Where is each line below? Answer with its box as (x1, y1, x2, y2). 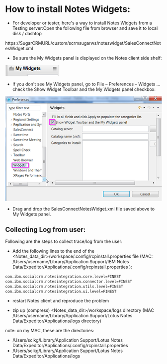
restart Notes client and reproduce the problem (12, 298, 109, 304)
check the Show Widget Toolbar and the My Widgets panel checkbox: (12, 86, 156, 92)
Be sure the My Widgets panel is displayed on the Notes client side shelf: (12, 55, 162, 61)
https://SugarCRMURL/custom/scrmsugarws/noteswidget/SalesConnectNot (5, 40, 161, 46)
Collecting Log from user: (5, 225, 86, 234)
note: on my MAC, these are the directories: (5, 328, 94, 334)
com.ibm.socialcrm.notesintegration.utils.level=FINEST (5, 284, 123, 289)
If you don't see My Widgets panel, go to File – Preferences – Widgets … (12, 81, 161, 87)
